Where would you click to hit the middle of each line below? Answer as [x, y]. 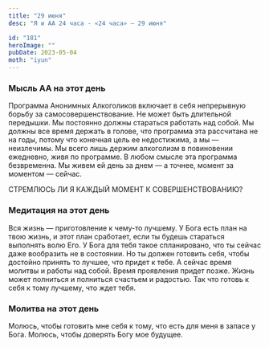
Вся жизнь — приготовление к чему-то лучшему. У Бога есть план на [128, 228]
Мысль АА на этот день [57, 88]
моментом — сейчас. [45, 174]
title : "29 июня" [37, 16]
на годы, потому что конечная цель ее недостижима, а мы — [114, 140]
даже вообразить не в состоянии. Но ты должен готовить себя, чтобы [129, 253]
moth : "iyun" [30, 60]
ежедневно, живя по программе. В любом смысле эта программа [123, 157]
